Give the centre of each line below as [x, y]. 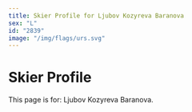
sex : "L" [23, 23]
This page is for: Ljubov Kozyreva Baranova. [81, 100]
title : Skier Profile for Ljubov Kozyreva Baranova [96, 16]
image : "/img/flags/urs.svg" [57, 38]
